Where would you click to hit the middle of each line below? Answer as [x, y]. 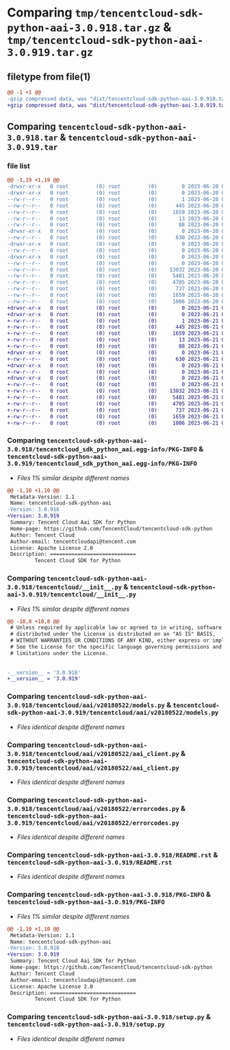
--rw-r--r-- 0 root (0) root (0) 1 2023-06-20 [113, 199]
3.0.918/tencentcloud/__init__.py [64, 588]
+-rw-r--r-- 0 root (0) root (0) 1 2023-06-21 [113, 321]
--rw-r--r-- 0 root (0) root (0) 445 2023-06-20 [113, 205]
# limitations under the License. [59, 653]
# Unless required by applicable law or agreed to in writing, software [116, 628]
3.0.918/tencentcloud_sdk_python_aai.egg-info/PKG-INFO [102, 449]
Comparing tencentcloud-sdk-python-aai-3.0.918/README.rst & [113, 855]
